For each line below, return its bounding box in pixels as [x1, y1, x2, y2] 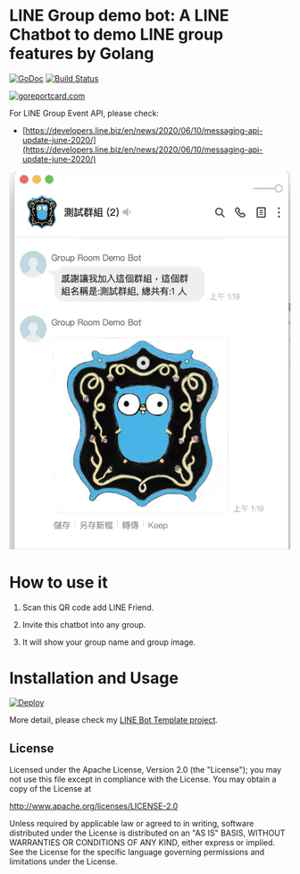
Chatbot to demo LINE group [9, 24, 224, 45]
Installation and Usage [9, 668, 179, 688]
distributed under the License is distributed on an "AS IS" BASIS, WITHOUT [9, 827, 286, 838]
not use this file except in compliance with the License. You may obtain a [9, 774, 277, 784]
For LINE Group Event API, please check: [9, 107, 159, 118]
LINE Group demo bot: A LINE [9, 5, 229, 26]
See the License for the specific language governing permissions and [9, 847, 265, 858]
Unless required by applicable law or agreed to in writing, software [9, 818, 254, 829]
